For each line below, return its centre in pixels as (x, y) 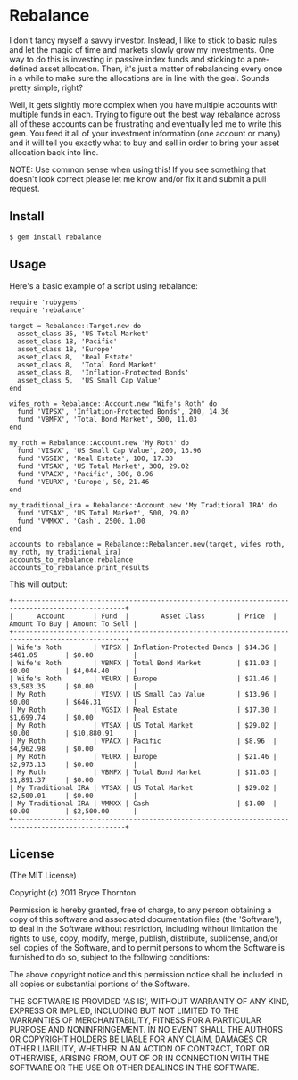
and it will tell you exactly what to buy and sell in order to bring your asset (145, 143)
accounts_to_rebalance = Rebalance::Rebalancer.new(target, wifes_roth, (147, 544)
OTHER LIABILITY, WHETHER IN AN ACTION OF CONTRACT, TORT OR (139, 1049)
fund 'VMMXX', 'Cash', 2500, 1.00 (81, 521)
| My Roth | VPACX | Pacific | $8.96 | (143, 741)
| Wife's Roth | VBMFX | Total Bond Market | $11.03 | (143, 663)
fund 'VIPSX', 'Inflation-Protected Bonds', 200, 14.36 (123, 411)
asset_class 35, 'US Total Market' (83, 334)
